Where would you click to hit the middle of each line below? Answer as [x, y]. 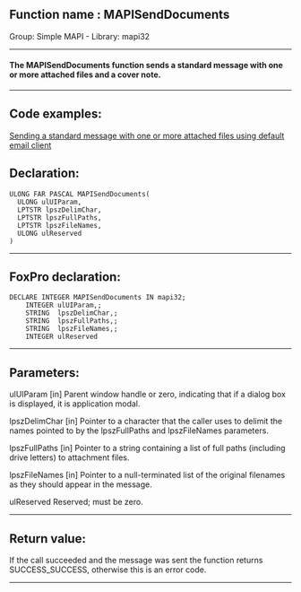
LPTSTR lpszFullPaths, [60, 218]
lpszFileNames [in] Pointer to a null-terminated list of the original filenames [147, 475]
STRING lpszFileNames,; [72, 329]
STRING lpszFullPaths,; [72, 321]
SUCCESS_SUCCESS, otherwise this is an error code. [108, 570]
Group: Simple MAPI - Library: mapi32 [80, 36]
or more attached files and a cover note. [85, 74]
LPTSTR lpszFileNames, [60, 225]
